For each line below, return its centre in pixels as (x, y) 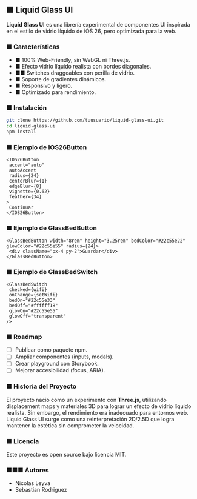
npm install (21, 132)
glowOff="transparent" (38, 316)
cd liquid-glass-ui (31, 126)
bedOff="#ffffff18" (34, 306)
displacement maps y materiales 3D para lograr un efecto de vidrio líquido (99, 406)
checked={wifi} (28, 290)
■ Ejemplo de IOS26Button (47, 147)
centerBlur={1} (28, 181)
